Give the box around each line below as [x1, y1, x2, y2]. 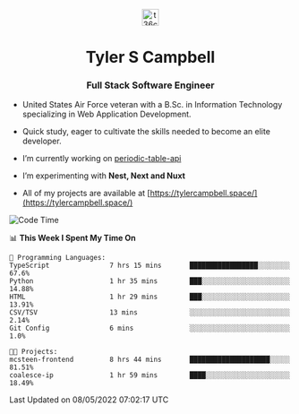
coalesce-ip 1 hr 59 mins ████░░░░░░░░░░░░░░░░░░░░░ [9, 371, 291, 380]
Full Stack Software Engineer [86, 79, 215, 91]
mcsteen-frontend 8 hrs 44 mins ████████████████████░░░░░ [9, 355, 291, 365]
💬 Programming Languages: [9, 254, 106, 263]
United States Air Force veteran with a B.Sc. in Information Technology [21, 99, 283, 110]
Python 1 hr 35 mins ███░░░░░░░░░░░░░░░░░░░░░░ [9, 277, 291, 286]
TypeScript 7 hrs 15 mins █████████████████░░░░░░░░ [9, 261, 291, 271]
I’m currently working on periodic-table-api [21, 153, 182, 164]
